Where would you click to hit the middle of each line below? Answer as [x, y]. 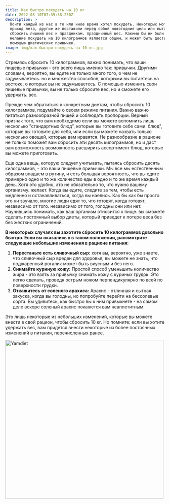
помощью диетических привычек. [43, 43]
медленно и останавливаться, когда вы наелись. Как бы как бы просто [82, 195]
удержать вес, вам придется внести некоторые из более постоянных [80, 327]
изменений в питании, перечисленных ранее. [55, 333]
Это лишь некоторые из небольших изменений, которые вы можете [79, 317]
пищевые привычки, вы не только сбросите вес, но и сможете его [77, 89]
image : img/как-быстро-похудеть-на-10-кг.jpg [54, 48]
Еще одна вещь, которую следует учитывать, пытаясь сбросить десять [83, 163]
